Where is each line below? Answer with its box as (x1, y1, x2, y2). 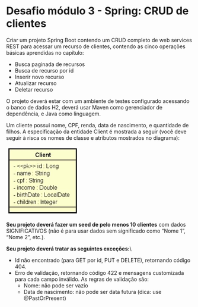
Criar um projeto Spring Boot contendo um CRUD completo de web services (6, 36, 193, 43)
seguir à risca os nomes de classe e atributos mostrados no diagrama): (6, 134, 180, 141)
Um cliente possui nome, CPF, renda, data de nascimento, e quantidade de (6, 121, 189, 129)
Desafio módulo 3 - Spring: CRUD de (6, 4, 189, 18)
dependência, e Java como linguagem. (6, 110, 101, 117)
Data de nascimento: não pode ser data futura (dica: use (23, 288, 162, 295)
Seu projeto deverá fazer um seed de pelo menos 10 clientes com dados (6, 221, 186, 228)
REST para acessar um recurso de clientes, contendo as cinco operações (6, 43, 186, 50)
